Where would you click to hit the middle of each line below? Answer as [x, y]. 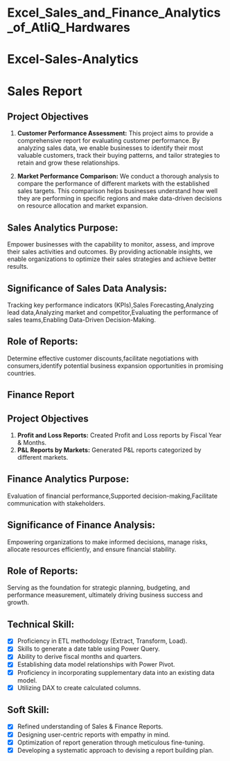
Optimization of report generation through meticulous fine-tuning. [111, 742]
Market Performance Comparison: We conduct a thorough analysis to [118, 176]
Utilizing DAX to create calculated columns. [79, 687]
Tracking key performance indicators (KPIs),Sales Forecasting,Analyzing [110, 305]
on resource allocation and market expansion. [82, 206]
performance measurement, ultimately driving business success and [105, 595]
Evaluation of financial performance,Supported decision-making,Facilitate [113, 496]
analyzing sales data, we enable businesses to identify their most [110, 148]
